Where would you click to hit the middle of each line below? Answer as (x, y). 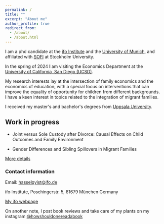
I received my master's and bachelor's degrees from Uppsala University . (79, 107)
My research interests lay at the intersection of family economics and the (80, 81)
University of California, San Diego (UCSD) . (49, 71)
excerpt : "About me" (26, 19)
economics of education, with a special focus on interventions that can (77, 86)
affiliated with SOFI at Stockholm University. (50, 56)
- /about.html (24, 38)
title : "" (15, 14)
